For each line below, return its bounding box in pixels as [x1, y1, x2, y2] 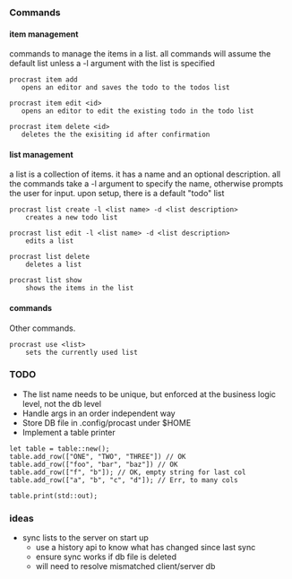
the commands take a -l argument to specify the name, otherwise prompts [9, 178, 284, 189]
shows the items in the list [25, 284, 134, 293]
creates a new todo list [25, 213, 118, 222]
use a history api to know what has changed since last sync [35, 542, 256, 553]
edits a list [25, 237, 74, 246]
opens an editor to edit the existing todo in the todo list [21, 107, 254, 116]
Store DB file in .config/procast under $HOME [21, 417, 192, 428]
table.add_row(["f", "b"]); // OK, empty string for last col [9, 468, 246, 477]
